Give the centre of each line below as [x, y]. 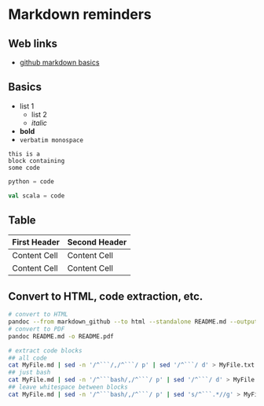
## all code [27, 358]
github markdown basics [59, 62]
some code [24, 168]
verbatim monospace [51, 140]
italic [39, 123]
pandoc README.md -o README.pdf [61, 336]
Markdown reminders [80, 15]
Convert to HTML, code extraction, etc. [106, 296]
